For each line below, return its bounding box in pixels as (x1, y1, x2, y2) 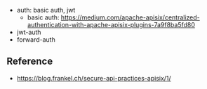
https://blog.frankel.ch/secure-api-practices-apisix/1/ (16, 74, 171, 82)
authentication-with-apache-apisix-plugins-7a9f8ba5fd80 (27, 21, 196, 29)
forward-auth (16, 35, 55, 44)
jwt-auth (16, 28, 41, 36)
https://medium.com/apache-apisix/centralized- (60, 13, 201, 22)
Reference (6, 56, 53, 67)
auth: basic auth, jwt (16, 6, 76, 14)
